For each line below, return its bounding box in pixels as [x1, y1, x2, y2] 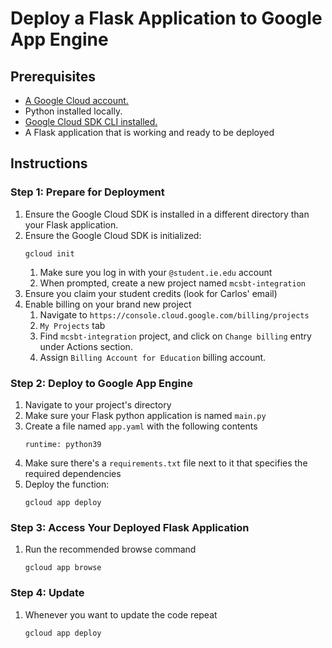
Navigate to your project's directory [24, 398, 172, 411]
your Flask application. [24, 218, 119, 231]
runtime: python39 [24, 439, 102, 449]
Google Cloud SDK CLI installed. [24, 116, 158, 127]
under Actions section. [39, 340, 133, 352]
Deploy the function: [24, 478, 110, 490]
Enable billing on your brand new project [24, 298, 192, 310]
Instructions [10, 155, 88, 172]
